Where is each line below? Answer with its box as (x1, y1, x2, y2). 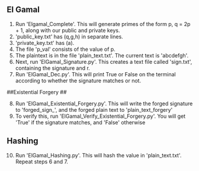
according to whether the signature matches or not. (15, 77, 142, 84)
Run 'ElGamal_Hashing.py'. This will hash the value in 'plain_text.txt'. (15, 151, 182, 159)
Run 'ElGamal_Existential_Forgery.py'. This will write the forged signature (15, 100, 193, 107)
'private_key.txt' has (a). (15, 39, 75, 46)
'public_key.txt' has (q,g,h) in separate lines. (15, 33, 123, 40)
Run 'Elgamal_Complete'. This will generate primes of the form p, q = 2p (15, 20, 191, 27)
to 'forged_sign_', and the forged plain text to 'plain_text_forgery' (15, 106, 173, 113)
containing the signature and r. (15, 64, 91, 72)
